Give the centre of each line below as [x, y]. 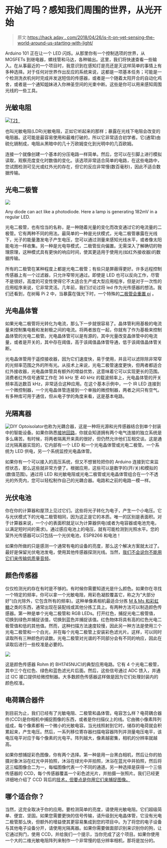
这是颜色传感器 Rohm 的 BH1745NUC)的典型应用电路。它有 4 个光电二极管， [83, 664]
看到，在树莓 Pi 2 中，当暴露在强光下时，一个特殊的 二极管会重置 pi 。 [85, 293]
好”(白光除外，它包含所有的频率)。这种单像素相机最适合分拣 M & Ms [75, 601]
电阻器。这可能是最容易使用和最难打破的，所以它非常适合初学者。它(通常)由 [83, 137]
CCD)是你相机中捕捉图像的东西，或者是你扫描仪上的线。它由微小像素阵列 [86, 719]
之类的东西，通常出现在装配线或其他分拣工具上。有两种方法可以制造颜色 [83, 607]
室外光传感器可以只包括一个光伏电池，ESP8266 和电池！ [63, 535]
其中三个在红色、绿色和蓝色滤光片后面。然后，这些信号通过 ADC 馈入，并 [81, 670]
